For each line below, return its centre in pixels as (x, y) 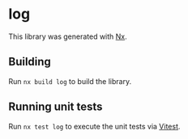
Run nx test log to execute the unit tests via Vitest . (94, 126)
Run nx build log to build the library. (70, 81)
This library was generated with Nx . (68, 36)
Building (30, 62)
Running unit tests (56, 107)
